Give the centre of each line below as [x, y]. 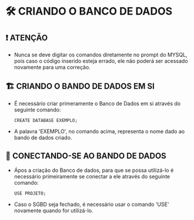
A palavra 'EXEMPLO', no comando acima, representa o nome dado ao [99, 131]
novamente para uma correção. [52, 67]
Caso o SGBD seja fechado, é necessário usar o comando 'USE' [91, 204]
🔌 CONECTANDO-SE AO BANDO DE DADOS [86, 156]
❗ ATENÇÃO [27, 38]
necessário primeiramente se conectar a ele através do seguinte [92, 176]
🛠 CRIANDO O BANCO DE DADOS [89, 11]
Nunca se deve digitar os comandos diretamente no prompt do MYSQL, [101, 55]
